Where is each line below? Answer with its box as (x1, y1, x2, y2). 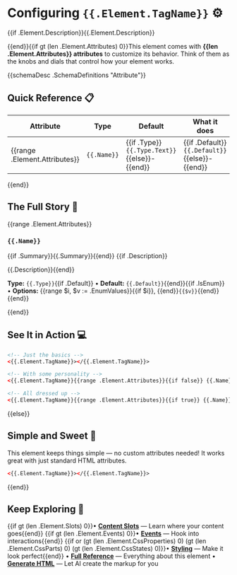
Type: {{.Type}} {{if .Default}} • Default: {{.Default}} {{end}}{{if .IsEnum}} (7, 279, 225, 287)
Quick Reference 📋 (7, 92, 95, 104)
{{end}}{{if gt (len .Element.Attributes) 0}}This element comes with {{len (7, 42, 219, 50)
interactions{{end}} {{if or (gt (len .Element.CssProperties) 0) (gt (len (7, 537, 207, 545)
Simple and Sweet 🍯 (7, 430, 97, 442)
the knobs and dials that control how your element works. (7, 57, 175, 65)
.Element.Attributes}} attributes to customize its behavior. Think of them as (7, 50, 230, 58)
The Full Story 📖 (7, 201, 79, 213)
